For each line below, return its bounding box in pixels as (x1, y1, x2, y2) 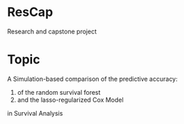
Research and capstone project (7, 27, 97, 36)
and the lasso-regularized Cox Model (17, 95, 124, 104)
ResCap (7, 4, 53, 20)
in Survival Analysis (7, 109, 63, 117)
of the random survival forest (17, 88, 101, 96)
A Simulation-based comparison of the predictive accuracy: (7, 75, 178, 83)
